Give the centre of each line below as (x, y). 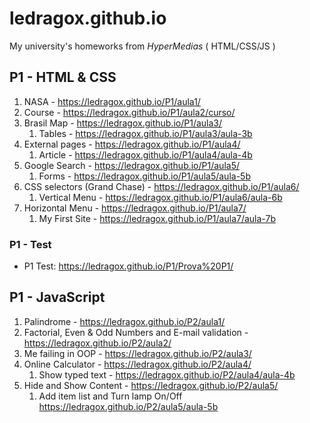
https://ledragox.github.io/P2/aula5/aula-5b (128, 406)
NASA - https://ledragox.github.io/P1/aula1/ (112, 101)
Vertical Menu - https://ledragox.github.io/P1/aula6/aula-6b (160, 197)
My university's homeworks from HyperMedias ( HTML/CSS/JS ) (142, 46)
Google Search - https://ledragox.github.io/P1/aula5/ (131, 165)
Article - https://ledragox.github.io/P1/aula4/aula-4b (145, 154)
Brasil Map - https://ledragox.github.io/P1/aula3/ (123, 123)
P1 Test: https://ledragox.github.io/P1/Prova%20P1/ (128, 266)
